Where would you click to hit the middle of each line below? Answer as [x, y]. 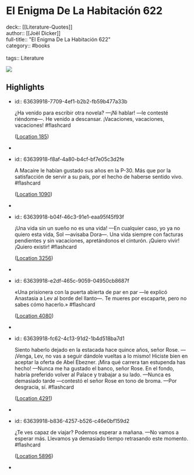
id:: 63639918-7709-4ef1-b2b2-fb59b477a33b [71, 101]
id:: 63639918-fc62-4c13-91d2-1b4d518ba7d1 [69, 338]
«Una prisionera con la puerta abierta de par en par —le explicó [91, 292]
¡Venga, [24, 356]
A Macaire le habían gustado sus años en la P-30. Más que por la [93, 170]
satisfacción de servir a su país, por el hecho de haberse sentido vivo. [99, 176]
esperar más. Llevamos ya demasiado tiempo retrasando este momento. [101, 438]
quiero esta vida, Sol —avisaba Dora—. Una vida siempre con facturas [99, 234]
